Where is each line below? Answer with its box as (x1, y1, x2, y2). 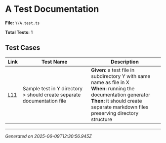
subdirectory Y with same (91, 72, 151, 79)
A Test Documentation (5, 3, 99, 15)
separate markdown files (91, 104, 149, 110)
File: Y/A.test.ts (5, 20, 40, 26)
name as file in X (91, 79, 129, 86)
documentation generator (91, 91, 151, 98)
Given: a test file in (91, 67, 135, 73)
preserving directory (91, 109, 139, 116)
